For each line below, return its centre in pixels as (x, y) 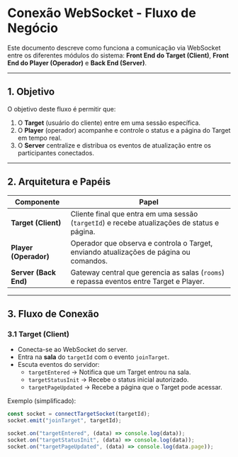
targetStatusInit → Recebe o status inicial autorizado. (108, 380)
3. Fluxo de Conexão (53, 314)
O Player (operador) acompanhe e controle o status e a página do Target (124, 130)
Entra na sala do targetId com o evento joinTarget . (93, 357)
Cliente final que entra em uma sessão (134, 214)
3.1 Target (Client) (38, 334)
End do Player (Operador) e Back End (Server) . (77, 62)
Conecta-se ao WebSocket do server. (72, 350)
